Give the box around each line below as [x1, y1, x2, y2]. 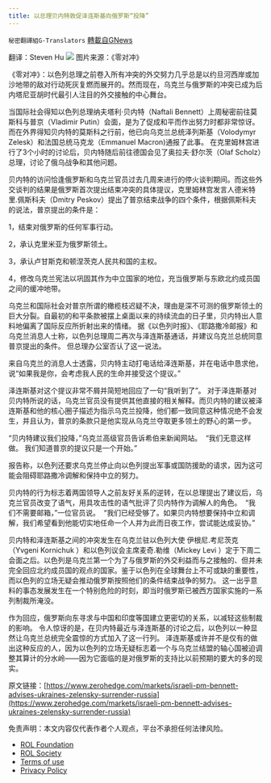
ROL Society [19, 748, 62, 758]
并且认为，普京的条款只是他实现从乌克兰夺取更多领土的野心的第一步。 [22, 415, 256, 425]
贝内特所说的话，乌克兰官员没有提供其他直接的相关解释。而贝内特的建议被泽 [8, 395, 263, 405]
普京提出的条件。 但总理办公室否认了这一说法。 [8, 341, 166, 351]
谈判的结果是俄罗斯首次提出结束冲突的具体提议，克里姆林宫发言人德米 [15, 184, 248, 194]
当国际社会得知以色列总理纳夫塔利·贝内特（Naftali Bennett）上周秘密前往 [8, 107, 251, 116]
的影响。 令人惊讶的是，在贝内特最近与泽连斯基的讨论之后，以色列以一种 [8, 623, 251, 633]
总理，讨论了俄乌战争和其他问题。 [8, 157, 122, 166]
